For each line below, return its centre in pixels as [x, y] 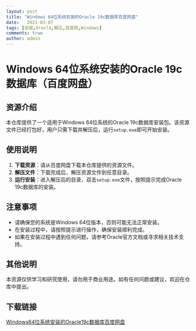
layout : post [22, 11]
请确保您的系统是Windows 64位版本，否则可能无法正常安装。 [88, 222]
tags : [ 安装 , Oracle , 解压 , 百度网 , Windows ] [54, 28]
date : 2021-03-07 [30, 22]
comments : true [24, 33]
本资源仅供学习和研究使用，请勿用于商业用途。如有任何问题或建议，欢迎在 [95, 279]
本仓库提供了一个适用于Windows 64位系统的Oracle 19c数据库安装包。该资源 [98, 122]
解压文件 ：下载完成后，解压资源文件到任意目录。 [73, 172]
